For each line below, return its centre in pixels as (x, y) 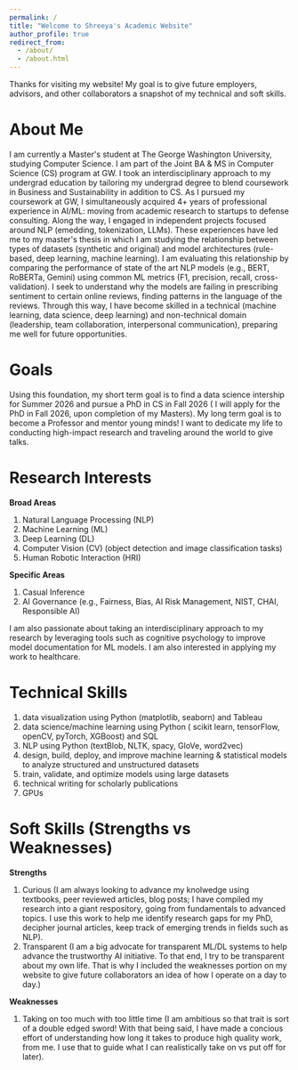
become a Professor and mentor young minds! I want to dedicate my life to (146, 423)
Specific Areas (37, 574)
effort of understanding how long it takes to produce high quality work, (152, 1037)
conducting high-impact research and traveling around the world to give (141, 432)
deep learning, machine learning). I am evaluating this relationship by (162, 258)
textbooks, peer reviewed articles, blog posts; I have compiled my (143, 899)
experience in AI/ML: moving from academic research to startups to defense (149, 211)
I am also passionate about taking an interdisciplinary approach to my (137, 628)
